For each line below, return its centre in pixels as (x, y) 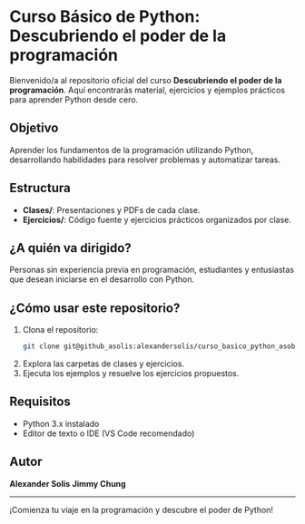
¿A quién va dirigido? (70, 248)
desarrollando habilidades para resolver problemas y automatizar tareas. (145, 160)
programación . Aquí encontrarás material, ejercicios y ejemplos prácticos (148, 90)
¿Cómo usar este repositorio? (95, 308)
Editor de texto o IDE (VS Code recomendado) (108, 433)
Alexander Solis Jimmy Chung (68, 483)
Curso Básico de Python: (105, 17)
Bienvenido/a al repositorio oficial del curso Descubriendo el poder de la (146, 80)
